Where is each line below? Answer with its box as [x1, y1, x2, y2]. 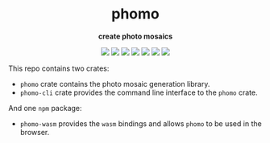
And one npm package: [8, 103, 82, 112]
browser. [19, 127, 50, 137]
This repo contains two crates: [8, 63, 110, 73]
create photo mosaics [98, 31, 173, 41]
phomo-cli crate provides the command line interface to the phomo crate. [19, 88, 258, 97]
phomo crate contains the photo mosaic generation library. [19, 79, 210, 88]
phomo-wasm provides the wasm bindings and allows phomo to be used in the [19, 118, 262, 129]
